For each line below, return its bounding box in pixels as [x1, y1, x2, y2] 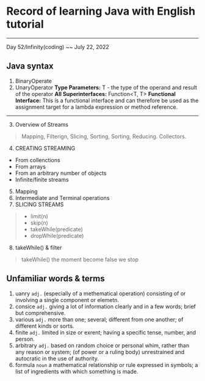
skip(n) [30, 219, 49, 226]
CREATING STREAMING [15, 144, 76, 152]
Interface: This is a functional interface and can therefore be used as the [15, 97, 199, 104]
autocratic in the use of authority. [15, 355, 99, 362]
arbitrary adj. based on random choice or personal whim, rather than [15, 341, 190, 349]
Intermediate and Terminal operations [15, 194, 110, 201]
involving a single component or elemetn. [15, 296, 120, 303]
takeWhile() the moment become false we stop [21, 256, 139, 263]
